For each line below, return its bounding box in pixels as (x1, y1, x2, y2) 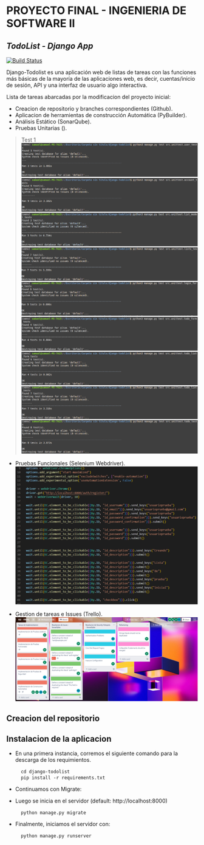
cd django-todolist (21, 769, 70, 775)
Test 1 (21, 136, 36, 143)
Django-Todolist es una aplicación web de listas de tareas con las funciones (6, 69, 196, 76)
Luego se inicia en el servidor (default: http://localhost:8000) (15, 797, 168, 805)
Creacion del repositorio (6, 713, 100, 724)
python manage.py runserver (21, 833, 92, 839)
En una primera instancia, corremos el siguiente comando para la (15, 750, 178, 757)
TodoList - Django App (6, 41, 93, 51)
